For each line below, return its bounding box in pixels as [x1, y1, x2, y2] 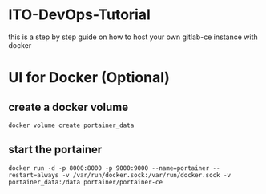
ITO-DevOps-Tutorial [8, 6, 151, 24]
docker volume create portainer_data [8, 121, 135, 129]
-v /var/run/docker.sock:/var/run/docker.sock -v [62, 171, 231, 179]
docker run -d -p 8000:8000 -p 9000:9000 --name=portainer [8, 164, 210, 172]
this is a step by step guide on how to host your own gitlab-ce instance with [8, 32, 258, 42]
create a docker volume [8, 100, 129, 113]
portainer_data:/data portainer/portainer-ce [8, 178, 163, 186]
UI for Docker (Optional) [8, 69, 171, 87]
